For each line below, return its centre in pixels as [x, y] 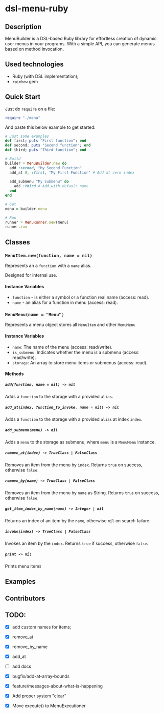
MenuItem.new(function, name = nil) [49, 255]
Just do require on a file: [30, 109]
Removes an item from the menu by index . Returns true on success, [74, 465]
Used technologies [35, 64]
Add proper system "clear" [39, 696]
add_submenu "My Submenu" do [39, 182]
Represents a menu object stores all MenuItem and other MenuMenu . [71, 325]
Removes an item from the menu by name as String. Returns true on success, [82, 493]
